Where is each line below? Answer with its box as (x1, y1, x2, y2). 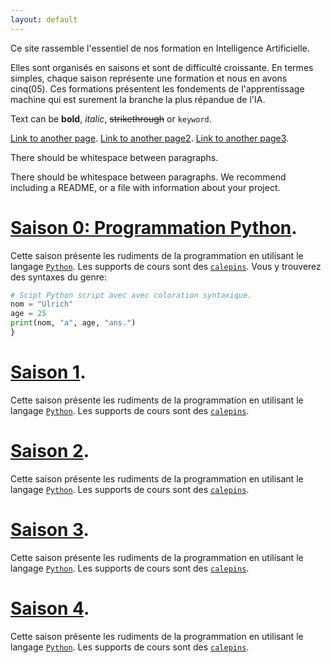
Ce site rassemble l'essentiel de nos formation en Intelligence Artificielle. (10, 42, 310, 54)
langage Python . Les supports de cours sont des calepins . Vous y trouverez (10, 260, 322, 272)
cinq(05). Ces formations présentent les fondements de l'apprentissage (10, 82, 305, 95)
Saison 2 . (10, 440, 90, 463)
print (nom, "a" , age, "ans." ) (10, 318, 137, 328)
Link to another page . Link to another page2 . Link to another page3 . (10, 132, 290, 144)
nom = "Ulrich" (10, 299, 74, 310)
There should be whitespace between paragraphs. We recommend (10, 171, 287, 183)
